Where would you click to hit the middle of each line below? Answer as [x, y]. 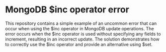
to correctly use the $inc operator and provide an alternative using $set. [79, 44]
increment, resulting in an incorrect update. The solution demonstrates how [83, 39]
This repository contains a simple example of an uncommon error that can [81, 23]
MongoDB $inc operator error [67, 10]
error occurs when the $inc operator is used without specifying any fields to [83, 34]
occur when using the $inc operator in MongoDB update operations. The [80, 28]
